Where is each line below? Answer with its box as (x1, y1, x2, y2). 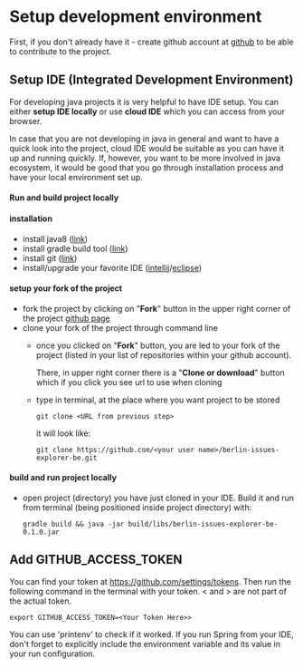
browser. (9, 115, 43, 126)
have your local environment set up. (9, 171, 143, 182)
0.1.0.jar (22, 528, 61, 537)
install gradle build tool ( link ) (22, 243, 128, 254)
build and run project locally (9, 472, 118, 483)
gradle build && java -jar (22, 519, 125, 528)
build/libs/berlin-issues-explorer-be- (128, 519, 279, 528)
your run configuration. (9, 648, 96, 659)
